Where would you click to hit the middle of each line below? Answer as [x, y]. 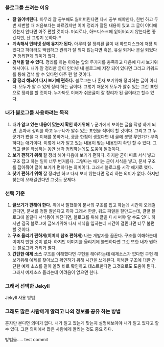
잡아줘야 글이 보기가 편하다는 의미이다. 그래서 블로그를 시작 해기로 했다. [85, 167]
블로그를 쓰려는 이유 [27, 7]
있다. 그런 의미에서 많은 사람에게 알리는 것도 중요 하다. [62, 329]
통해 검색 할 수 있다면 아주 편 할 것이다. [55, 74]
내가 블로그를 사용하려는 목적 [37, 113]
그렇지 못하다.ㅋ [47, 38]
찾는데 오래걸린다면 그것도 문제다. [44, 179]
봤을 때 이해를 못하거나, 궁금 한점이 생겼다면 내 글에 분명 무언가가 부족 [92, 137]
